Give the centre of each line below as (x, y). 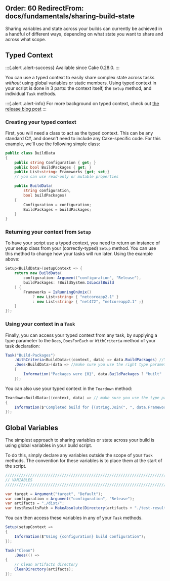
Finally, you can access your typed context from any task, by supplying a (81, 335)
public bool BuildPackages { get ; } (53, 167)
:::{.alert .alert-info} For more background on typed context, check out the (82, 103)
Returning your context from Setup (48, 232)
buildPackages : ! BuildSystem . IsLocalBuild (69, 283)
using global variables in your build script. (49, 445)
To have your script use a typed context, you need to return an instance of (83, 243)
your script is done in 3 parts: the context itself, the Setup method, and (78, 88)
